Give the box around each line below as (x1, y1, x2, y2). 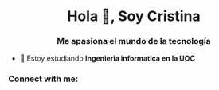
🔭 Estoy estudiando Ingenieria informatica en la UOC (19, 53, 196, 63)
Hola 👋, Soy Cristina (67, 7, 201, 25)
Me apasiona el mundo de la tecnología (57, 36, 211, 47)
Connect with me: (8, 73, 79, 84)
